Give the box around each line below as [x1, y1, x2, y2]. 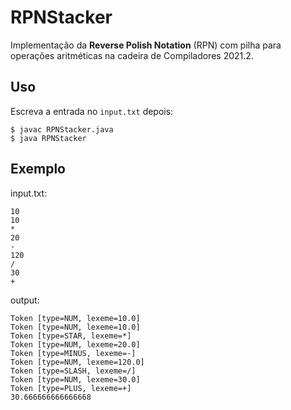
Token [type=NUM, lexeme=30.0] [10, 374, 141, 385]
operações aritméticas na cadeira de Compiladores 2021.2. [10, 49, 254, 61]
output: [10, 294, 40, 306]
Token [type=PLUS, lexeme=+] [10, 383, 132, 393]
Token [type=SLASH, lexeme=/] [10, 366, 137, 376]
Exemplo [10, 161, 66, 178]
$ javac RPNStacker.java [10, 124, 114, 135]
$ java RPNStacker [10, 133, 87, 143]
